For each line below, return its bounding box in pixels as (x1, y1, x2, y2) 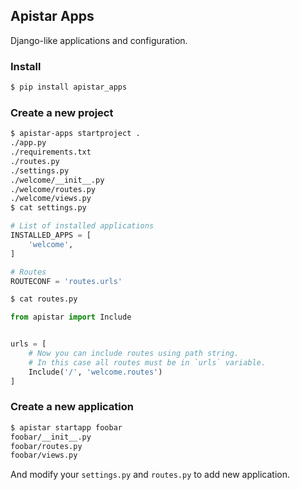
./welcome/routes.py (10, 184, 97, 194)
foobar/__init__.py (10, 432, 92, 442)
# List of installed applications (10, 221, 155, 231)
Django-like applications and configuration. (10, 34, 188, 46)
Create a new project (10, 105, 114, 119)
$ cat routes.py (10, 294, 78, 304)
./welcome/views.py (10, 194, 92, 204)
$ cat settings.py (10, 203, 87, 213)
